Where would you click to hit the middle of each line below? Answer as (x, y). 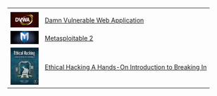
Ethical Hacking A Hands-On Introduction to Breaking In (126, 67)
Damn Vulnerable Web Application (94, 20)
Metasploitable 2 (69, 39)
